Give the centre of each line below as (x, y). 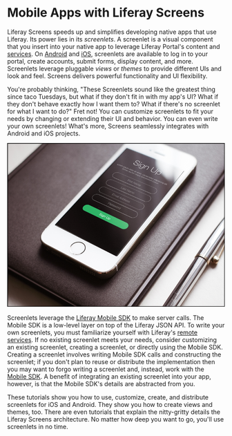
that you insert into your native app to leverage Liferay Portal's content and (114, 46)
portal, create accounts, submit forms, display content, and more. (100, 61)
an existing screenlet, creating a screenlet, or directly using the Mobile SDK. (115, 348)
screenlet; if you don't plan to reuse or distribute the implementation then (111, 362)
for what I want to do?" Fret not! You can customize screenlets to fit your (110, 111)
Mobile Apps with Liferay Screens (106, 13)
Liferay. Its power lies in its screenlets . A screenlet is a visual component (110, 39)
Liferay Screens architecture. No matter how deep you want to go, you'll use (116, 419)
